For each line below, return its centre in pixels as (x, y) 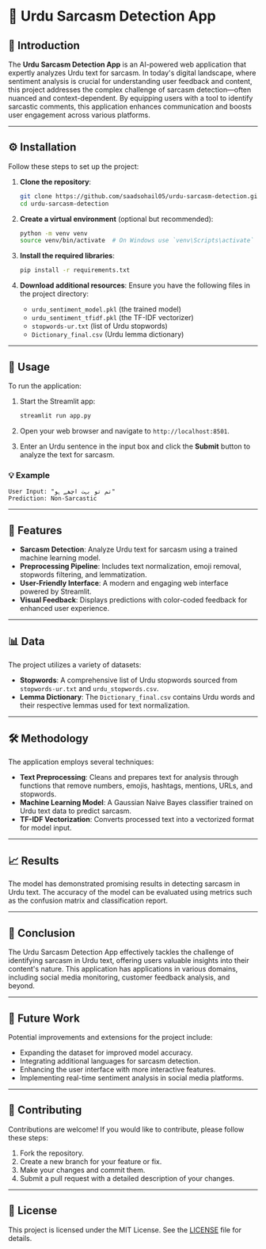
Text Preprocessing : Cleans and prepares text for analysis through (129, 777)
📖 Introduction (44, 46)
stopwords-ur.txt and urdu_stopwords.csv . (89, 688)
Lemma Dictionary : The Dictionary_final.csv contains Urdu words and (137, 697)
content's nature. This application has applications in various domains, (123, 969)
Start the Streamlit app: (57, 401)
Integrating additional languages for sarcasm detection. (110, 1061)
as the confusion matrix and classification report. (88, 901)
